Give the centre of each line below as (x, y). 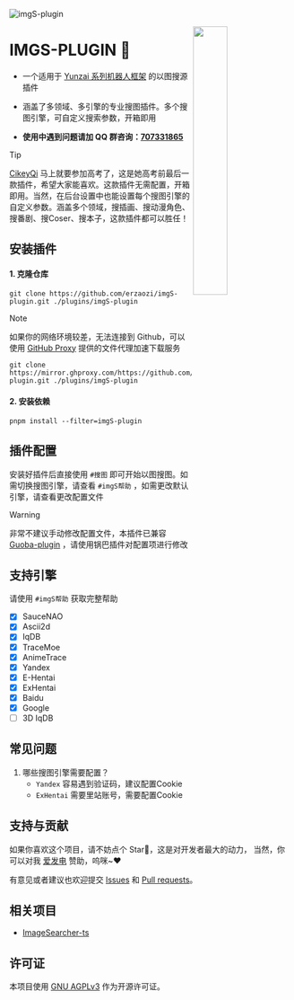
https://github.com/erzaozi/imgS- (113, 293)
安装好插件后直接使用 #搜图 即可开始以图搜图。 (95, 474)
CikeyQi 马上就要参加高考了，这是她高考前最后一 (99, 173)
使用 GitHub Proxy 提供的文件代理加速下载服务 (95, 348)
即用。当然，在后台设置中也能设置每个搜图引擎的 (99, 195)
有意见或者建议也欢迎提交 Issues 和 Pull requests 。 (104, 880)
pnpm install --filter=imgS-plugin (76, 421)
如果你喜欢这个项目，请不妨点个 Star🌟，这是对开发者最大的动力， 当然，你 (147, 849)
